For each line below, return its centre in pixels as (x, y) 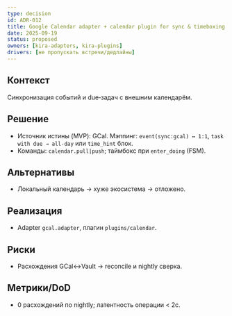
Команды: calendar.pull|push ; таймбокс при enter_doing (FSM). (111, 151)
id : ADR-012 (24, 20)
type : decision (29, 14)
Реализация (35, 211)
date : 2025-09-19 (32, 33)
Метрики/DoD (39, 288)
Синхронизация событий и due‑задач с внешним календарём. (100, 97)
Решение (28, 119)
